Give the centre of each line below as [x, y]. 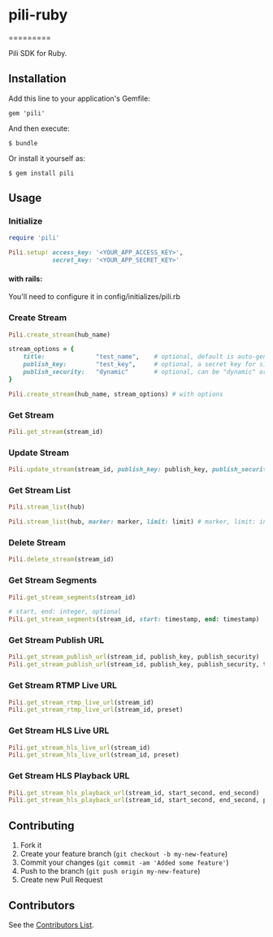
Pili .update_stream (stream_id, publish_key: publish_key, [108, 470]
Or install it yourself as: [47, 158]
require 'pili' [34, 238]
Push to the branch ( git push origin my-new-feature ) [110, 871]
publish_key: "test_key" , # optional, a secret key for [139, 364]
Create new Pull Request [61, 880]
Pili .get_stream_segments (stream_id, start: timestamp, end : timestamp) [134, 619]
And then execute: [39, 128]
